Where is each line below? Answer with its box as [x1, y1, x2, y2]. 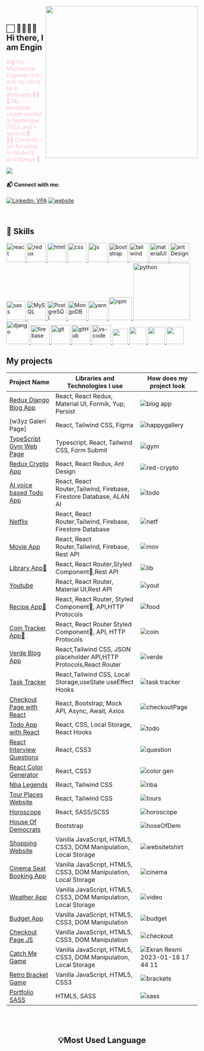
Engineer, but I [6, 71, 42, 78]
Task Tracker [9, 678, 47, 686]
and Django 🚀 [6, 155, 41, 162]
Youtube [9, 581, 33, 589]
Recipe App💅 [9, 602, 47, 611]
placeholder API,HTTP [55, 653, 119, 661]
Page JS [9, 935, 33, 944]
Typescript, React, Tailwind [55, 438, 132, 446]
